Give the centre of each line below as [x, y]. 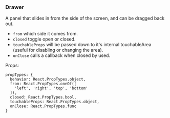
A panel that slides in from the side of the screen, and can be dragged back [85, 18]
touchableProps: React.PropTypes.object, [55, 102]
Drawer [15, 7]
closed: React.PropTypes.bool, [43, 97]
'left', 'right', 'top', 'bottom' [51, 88]
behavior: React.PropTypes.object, [48, 80]
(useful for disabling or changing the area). [58, 50]
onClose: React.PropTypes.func [43, 106]
